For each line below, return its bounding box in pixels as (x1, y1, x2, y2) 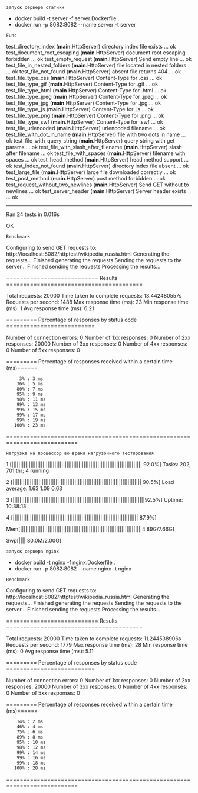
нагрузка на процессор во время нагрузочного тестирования (6, 450, 154, 456)
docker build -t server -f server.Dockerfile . (14, 15, 120, 22)
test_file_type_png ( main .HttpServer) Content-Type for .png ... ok (6, 112, 164, 119)
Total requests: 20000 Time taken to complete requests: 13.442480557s (6, 292, 182, 299)
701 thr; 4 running (6, 467, 49, 474)
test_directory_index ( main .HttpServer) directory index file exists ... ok (6, 43, 176, 50)
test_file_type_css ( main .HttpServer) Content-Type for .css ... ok (6, 75, 163, 81)
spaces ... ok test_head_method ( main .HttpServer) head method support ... (6, 156, 189, 163)
